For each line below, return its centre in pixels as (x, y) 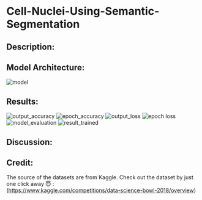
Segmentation (43, 24)
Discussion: (30, 142)
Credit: (20, 162)
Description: (31, 47)
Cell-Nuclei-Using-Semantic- (83, 11)
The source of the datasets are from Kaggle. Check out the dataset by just (100, 177)
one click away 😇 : (30, 184)
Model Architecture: (46, 68)
